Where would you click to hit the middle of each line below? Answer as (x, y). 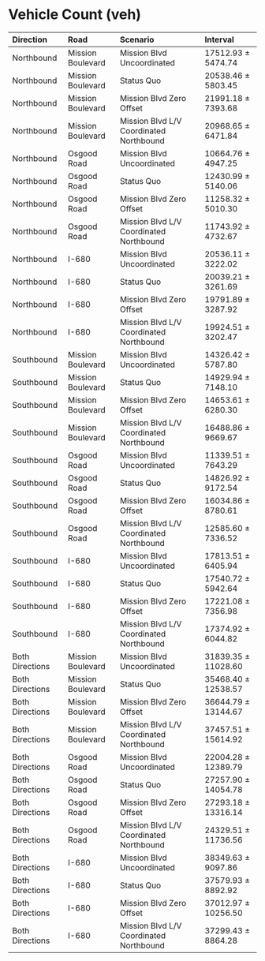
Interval (219, 39)
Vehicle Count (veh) (75, 15)
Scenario (137, 39)
